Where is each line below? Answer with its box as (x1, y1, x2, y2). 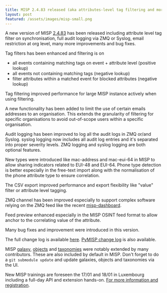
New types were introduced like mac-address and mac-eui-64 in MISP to (5, 157, 155, 163)
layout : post (5, 12, 32, 17)
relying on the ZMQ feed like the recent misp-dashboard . (5, 202, 122, 208)
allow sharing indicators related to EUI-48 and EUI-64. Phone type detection (5, 162, 162, 168)
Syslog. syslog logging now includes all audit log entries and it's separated (5, 136, 158, 142)
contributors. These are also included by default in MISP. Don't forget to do (5, 252, 159, 258)
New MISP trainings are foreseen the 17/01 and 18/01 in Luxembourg (5, 272, 145, 278)
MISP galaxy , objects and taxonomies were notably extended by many (5, 246, 149, 252)
